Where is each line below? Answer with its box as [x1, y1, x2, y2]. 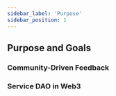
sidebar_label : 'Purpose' [7, 10, 82, 17]
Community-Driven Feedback [7, 63, 110, 73]
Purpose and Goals [7, 42, 92, 54]
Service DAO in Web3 [7, 81, 81, 90]
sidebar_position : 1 [7, 17, 67, 23]
